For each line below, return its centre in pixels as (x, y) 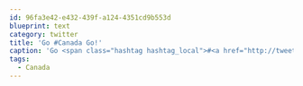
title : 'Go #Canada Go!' (56, 43)
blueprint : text (40, 26)
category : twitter (44, 34)
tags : (19, 59)
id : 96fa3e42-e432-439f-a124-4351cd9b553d (90, 17)
